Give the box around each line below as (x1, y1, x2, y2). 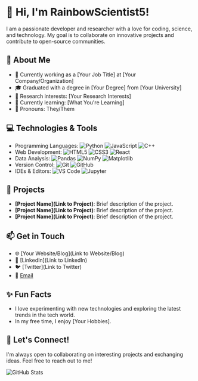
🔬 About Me (6, 55, 51, 65)
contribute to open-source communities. (6, 38, 106, 45)
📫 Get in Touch (6, 231, 65, 241)
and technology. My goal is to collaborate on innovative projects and (6, 31, 174, 38)
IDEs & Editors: (14, 167, 52, 175)
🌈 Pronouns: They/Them (14, 105, 75, 112)
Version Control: (14, 161, 55, 168)
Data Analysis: (14, 154, 51, 162)
